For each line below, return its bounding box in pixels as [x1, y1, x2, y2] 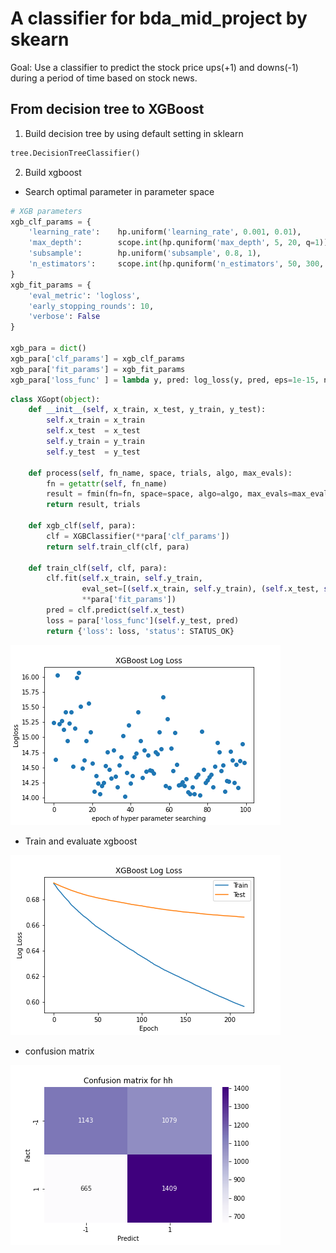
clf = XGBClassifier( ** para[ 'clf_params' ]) [46, 531, 230, 541]
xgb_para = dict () [10, 343, 87, 353]
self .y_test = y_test [46, 447, 141, 457]
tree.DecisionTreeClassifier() [10, 148, 141, 158]
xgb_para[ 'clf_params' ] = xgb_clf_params [10, 353, 186, 364]
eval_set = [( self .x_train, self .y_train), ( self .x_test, [81, 584, 320, 594]
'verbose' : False [28, 312, 101, 322]
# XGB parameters [10, 206, 83, 216]
